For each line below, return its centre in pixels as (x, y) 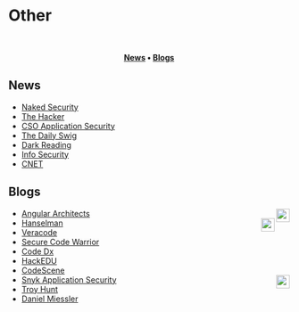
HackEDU (39, 260)
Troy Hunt (40, 289)
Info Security (45, 154)
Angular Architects (55, 213)
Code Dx (37, 251)
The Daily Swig (49, 135)
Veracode (39, 232)
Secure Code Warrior (60, 242)
